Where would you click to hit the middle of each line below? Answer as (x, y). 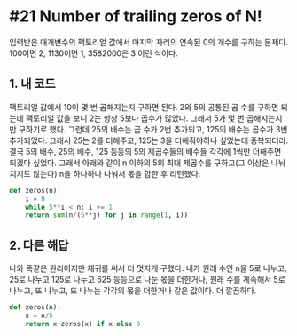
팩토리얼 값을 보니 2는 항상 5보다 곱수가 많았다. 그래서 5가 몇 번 (135, 118)
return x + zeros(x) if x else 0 (83, 324)
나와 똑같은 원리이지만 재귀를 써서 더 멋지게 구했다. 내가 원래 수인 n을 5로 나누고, (148, 268)
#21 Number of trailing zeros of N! (136, 16)
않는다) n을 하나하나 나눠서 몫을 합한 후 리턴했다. (117, 173)
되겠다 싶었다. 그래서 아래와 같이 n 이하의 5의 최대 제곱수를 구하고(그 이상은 (139, 163)
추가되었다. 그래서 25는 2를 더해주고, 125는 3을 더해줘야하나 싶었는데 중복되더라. (149, 140)
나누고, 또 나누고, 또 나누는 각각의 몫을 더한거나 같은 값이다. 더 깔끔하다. (133, 291)
